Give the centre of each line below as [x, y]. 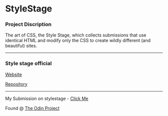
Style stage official [28, 63]
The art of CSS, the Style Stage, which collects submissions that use [76, 35]
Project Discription [28, 24]
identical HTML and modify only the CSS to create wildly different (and [78, 40]
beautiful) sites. [21, 46]
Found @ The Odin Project [32, 108]
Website [14, 74]
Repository [16, 84]
